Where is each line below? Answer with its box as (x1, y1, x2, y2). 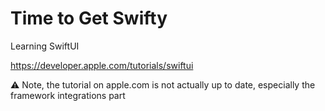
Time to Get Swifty (10, 7, 168, 30)
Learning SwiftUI (10, 40, 80, 52)
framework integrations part (10, 89, 126, 101)
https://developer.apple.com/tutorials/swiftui (10, 59, 194, 71)
